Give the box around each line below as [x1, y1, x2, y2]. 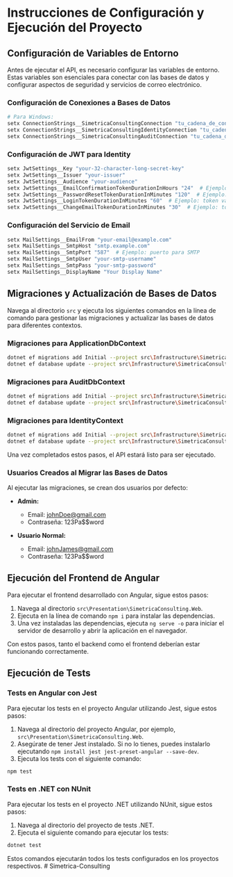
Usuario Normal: [17, 532, 66, 540]
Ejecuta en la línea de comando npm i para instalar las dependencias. [17, 612, 215, 620]
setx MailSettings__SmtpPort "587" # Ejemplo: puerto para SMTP [7, 249, 200, 256]
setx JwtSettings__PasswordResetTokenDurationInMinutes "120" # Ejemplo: [7, 191, 228, 198]
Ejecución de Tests [7, 667, 92, 679]
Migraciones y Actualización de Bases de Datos [7, 288, 217, 300]
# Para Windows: [7, 113, 54, 121]
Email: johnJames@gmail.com [27, 545, 114, 553]
